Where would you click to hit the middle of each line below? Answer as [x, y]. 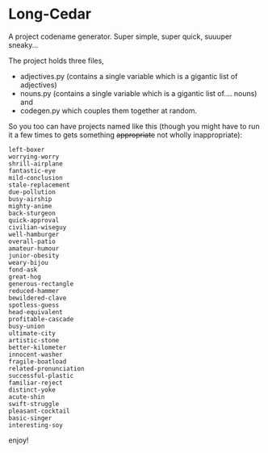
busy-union [27, 326]
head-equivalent [36, 312]
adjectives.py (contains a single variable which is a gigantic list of [129, 76]
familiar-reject [36, 383]
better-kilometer [38, 347]
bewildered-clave [38, 298]
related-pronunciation [46, 368]
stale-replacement [39, 185]
